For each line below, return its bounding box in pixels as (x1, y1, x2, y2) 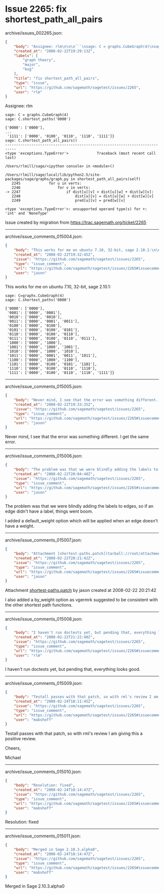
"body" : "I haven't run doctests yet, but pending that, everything (14, 630, 156, 635)
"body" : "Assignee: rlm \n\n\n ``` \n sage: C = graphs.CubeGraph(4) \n (14, 44, 154, 49)
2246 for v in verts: (11, 185, 91, 190)
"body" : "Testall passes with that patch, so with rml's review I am (14, 694, 159, 700)
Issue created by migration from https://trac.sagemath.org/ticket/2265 (5, 219, 146, 226)
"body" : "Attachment (14, 551, 56, 556)
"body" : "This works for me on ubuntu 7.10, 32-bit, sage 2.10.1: (14, 248, 152, 253)
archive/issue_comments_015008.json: (5, 616, 83, 622)
